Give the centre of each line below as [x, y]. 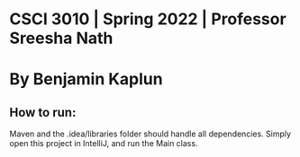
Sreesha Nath [61, 38]
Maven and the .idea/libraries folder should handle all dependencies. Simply [150, 134]
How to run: [43, 112]
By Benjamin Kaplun [86, 79]
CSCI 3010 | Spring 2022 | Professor [148, 19]
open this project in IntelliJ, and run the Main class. [104, 144]
